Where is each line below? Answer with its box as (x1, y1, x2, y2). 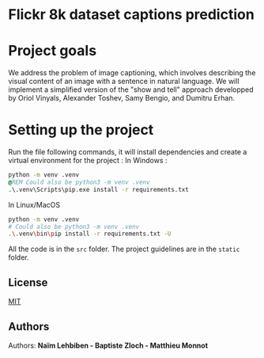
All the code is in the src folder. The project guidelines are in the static (8, 244, 240, 254)
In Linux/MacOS (8, 200, 61, 209)
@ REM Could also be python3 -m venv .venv (8, 178, 150, 186)
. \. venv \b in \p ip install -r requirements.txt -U (8, 230, 172, 238)
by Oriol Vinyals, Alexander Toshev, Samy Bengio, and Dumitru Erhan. (8, 93, 236, 103)
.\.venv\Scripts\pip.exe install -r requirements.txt (8, 185, 190, 193)
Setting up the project (8, 121, 154, 139)
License (8, 276, 48, 289)
